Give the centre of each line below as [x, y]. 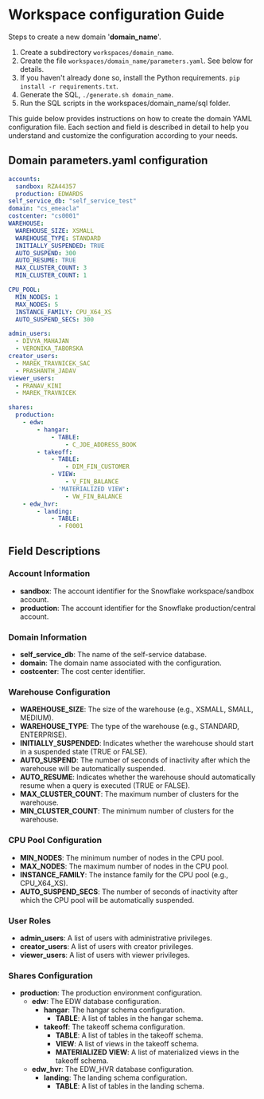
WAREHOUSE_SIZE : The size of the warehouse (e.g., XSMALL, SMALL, [136, 709]
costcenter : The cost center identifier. [82, 672]
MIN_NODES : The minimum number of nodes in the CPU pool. [122, 857]
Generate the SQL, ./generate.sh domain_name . [97, 94]
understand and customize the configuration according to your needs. [123, 135]
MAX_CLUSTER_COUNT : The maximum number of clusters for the [129, 794]
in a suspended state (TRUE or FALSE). [83, 752]
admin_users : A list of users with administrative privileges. [116, 938]
